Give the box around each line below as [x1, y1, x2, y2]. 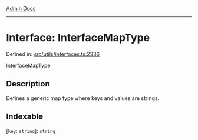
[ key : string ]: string [6, 127, 56, 134]
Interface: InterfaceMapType [6, 31, 150, 45]
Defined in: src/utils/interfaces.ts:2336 [6, 50, 100, 58]
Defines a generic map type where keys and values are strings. [6, 94, 160, 102]
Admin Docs [6, 5, 36, 12]
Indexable [6, 112, 44, 122]
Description [6, 79, 50, 89]
